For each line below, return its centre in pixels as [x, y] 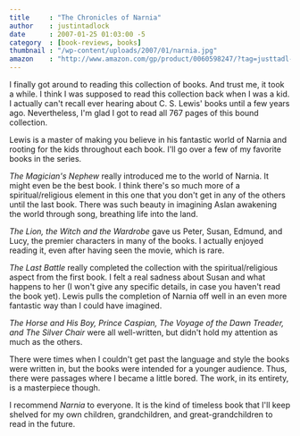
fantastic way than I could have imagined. [86, 306]
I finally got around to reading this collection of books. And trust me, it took [147, 84]
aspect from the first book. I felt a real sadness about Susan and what [137, 277]
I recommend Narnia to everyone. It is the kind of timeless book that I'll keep [150, 405]
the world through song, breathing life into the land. [104, 214]
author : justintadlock [59, 26]
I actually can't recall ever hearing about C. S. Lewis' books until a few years [150, 103]
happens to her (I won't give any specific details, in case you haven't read [145, 286]
